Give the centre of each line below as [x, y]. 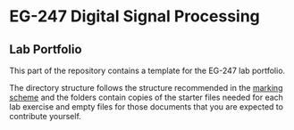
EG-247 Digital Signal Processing [135, 16]
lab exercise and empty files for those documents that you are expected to [147, 107]
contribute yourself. [46, 116]
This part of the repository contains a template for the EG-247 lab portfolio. [147, 70]
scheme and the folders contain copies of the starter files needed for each [147, 97]
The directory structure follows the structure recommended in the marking [146, 88]
